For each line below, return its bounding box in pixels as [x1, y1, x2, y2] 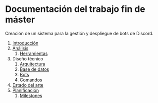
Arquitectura [19, 61, 46, 67]
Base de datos [19, 66, 50, 72]
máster [5, 14, 35, 25]
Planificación [12, 87, 39, 93]
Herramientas [19, 51, 48, 56]
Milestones [19, 93, 43, 99]
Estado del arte [12, 82, 44, 88]
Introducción [12, 40, 39, 46]
